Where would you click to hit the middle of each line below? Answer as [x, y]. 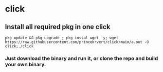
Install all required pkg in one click [58, 27]
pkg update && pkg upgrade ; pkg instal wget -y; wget [62, 38]
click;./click [19, 46]
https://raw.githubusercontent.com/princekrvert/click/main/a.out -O [77, 42]
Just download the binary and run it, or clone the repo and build [81, 58]
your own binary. [26, 64]
